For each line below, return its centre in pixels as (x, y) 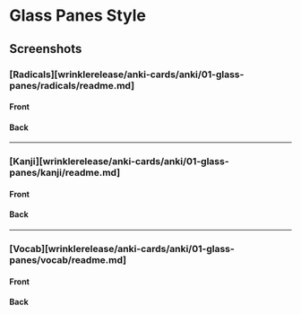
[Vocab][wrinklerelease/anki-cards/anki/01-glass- (122, 249)
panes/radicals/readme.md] (72, 85)
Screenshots (46, 49)
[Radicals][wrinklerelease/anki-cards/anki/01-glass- (127, 74)
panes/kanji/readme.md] (65, 173)
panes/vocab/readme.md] (68, 259)
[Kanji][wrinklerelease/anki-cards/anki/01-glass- (120, 161)
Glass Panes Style (77, 16)
